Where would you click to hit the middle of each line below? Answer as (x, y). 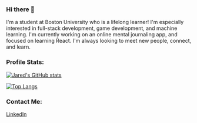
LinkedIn (16, 114)
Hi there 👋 (21, 9)
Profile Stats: (25, 62)
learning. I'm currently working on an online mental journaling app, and (92, 35)
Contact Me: (24, 101)
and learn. (18, 47)
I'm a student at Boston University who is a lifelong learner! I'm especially (95, 22)
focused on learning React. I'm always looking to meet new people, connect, (99, 41)
